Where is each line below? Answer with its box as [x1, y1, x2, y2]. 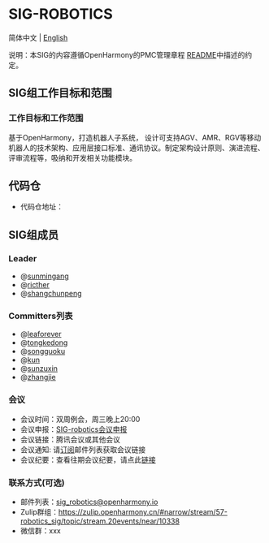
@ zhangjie [20, 373, 56, 382]
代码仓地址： [20, 202, 63, 212]
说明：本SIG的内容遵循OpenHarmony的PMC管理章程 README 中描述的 [8, 50, 245, 59]
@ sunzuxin [20, 364, 59, 373]
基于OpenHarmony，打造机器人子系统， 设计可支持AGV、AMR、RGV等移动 [8, 132, 262, 142]
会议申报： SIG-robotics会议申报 [20, 424, 128, 434]
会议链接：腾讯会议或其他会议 [20, 434, 120, 444]
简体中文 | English [8, 32, 68, 42]
